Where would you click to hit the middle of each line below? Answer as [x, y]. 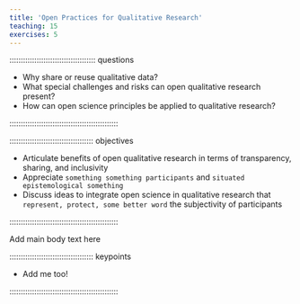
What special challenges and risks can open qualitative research [141, 87]
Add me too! [45, 274]
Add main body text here [55, 239]
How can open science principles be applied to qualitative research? [149, 106]
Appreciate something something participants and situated [133, 177]
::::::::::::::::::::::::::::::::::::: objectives [71, 141]
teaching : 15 [34, 26]
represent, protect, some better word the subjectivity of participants [152, 204]
